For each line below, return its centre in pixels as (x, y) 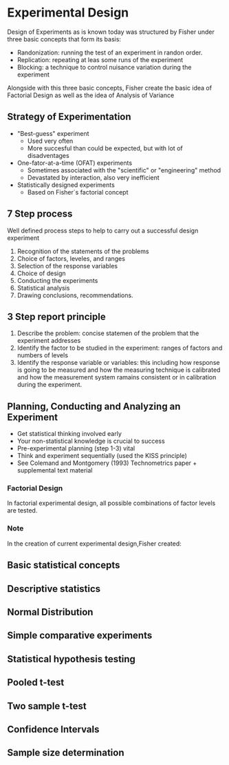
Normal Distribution (50, 612)
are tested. (22, 510)
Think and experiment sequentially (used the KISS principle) (102, 456)
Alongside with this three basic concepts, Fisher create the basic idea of (109, 88)
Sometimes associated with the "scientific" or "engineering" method (124, 170)
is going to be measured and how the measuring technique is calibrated (119, 370)
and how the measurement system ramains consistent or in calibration (117, 377)
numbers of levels (43, 355)
